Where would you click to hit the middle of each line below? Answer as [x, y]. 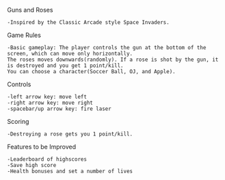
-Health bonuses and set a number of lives [70, 171]
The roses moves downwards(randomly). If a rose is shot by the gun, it [113, 60]
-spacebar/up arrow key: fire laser [59, 109]
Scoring [18, 121]
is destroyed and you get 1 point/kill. [66, 66]
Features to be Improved [42, 147]
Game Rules [24, 35]
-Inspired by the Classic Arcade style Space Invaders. [88, 23]
